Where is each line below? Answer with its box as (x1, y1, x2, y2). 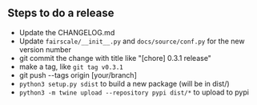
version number (18, 44, 72, 55)
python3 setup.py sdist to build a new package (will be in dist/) (18, 79, 230, 88)
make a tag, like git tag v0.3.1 (18, 62, 123, 71)
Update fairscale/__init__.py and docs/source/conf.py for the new (18, 36, 245, 46)
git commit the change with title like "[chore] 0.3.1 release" (18, 53, 211, 63)
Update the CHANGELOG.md (18, 27, 115, 37)
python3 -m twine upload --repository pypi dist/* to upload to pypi (18, 87, 250, 97)
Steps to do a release (7, 6, 114, 20)
